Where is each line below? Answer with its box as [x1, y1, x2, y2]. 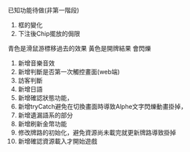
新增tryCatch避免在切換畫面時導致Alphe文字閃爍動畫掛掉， [17, 103, 187, 110]
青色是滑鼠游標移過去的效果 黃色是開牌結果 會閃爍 [8, 44, 151, 52]
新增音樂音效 [17, 59, 55, 67]
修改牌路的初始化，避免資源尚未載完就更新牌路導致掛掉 [17, 128, 176, 137]
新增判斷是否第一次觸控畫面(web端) [17, 68, 120, 76]
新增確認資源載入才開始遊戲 [17, 137, 98, 145]
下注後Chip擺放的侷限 [17, 30, 80, 37]
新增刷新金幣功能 [17, 120, 67, 128]
